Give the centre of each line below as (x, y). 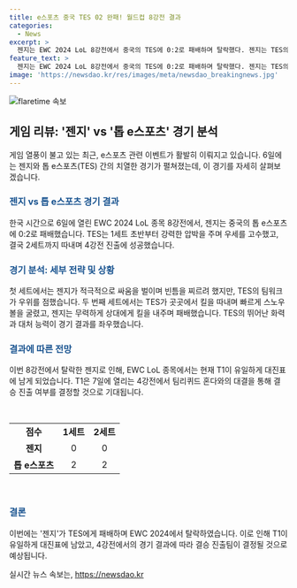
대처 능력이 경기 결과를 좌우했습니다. (81, 325)
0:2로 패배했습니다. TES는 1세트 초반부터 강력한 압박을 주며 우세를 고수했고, (148, 233)
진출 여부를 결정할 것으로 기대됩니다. (81, 392)
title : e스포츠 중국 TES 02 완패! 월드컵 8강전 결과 (95, 17)
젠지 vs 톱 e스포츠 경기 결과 (64, 202)
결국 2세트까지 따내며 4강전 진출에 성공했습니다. (92, 245)
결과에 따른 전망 (41, 349)
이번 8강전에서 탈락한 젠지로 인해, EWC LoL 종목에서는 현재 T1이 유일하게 (136, 370)
